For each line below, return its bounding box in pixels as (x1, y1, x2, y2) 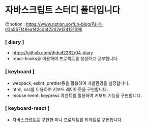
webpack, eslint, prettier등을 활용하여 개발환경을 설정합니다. (12, 80, 130, 86)
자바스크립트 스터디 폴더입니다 (5, 4, 120, 16)
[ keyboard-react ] (5, 105, 50, 112)
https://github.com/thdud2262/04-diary (12, 50, 93, 56)
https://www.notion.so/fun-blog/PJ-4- (26, 21, 103, 27)
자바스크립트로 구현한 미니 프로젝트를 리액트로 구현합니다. (12, 117, 123, 123)
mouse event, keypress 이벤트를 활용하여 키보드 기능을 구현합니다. (12, 92, 142, 98)
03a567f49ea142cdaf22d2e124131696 (5, 26, 83, 32)
